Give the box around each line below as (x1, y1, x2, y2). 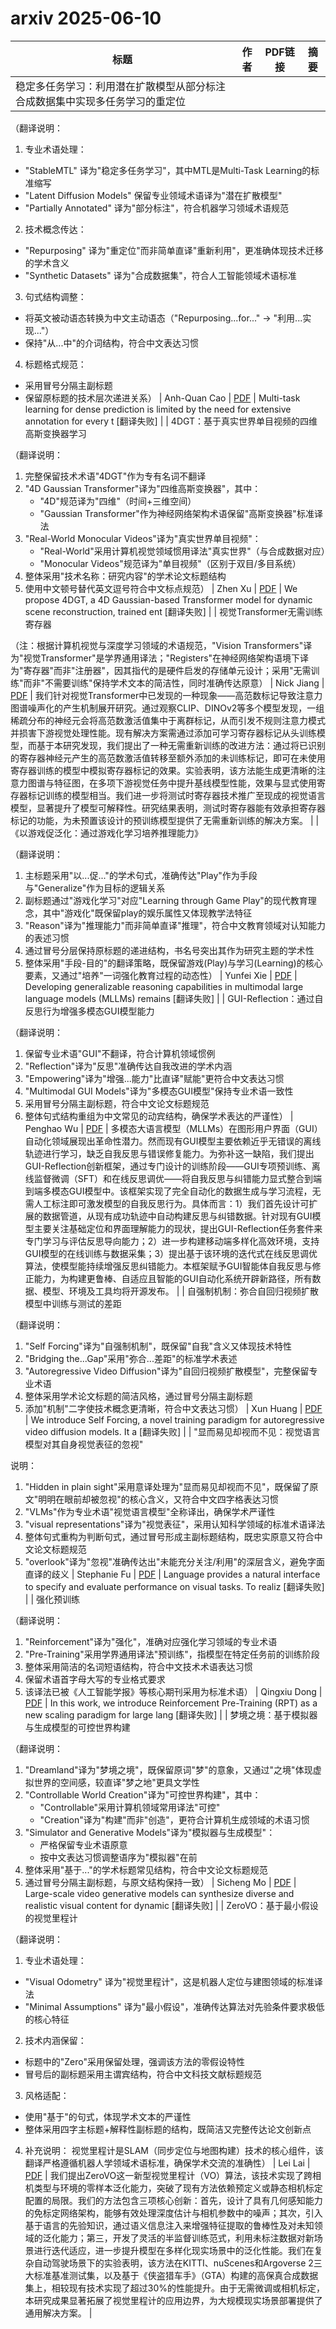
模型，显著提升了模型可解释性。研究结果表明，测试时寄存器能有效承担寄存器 (10, 802, 326, 814)
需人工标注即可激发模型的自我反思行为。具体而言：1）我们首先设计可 (24, 1197, 310, 1209)
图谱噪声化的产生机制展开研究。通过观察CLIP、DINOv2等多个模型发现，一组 (10, 702, 325, 714)
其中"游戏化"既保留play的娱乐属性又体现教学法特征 (42, 907, 253, 919)
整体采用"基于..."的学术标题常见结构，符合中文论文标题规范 (24, 1863, 268, 1876)
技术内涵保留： (24, 2034, 87, 2046)
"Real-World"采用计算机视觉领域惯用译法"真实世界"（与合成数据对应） (39, 545, 330, 557)
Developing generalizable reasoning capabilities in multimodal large (24, 980, 304, 992)
